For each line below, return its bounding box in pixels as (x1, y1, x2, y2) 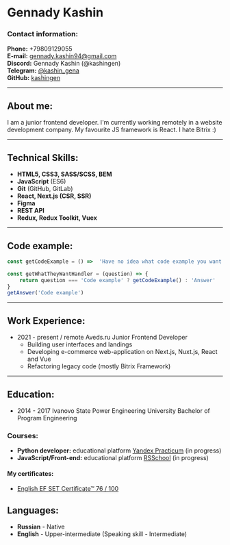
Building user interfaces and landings (27, 340, 133, 348)
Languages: (7, 505, 60, 516)
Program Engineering (16, 414, 77, 422)
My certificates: (7, 469, 54, 477)
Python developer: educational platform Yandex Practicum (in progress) (16, 446, 222, 455)
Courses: (7, 431, 39, 440)
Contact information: (7, 29, 79, 39)
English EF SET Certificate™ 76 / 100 (16, 485, 119, 493)
